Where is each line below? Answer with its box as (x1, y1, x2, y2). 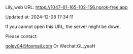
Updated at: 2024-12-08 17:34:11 (5, 14, 74, 19)
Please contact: (5, 33, 38, 39)
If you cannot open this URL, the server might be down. (5, 23, 121, 29)
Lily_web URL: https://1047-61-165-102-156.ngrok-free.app (5, 4, 128, 10)
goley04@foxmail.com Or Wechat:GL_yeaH (5, 43, 95, 49)
